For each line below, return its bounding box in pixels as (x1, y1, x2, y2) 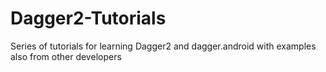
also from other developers (10, 50, 122, 62)
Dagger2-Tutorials (10, 7, 167, 30)
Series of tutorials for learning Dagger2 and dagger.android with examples (10, 40, 317, 52)
